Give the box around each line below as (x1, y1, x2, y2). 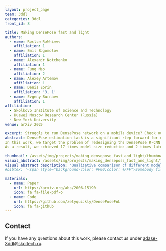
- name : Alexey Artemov (9, 76, 58, 81)
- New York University (9, 117, 56, 122)
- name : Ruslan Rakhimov (9, 39, 61, 44)
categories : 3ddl (5, 16, 41, 21)
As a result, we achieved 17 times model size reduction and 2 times (5, 144, 152, 150)
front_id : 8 (5, 21, 30, 26)
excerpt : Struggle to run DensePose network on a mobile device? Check (5, 130, 156, 136)
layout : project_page (5, 7, 50, 12)
